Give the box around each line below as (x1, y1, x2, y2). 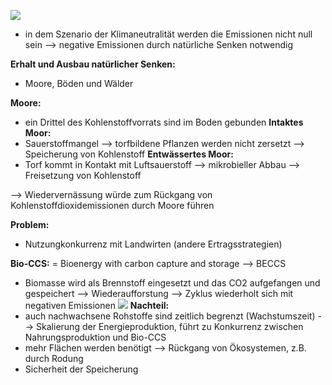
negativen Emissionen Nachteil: (24, 300, 170, 311)
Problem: (10, 219, 50, 230)
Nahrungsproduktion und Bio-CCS (24, 331, 167, 343)
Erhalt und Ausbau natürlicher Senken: (10, 58, 176, 70)
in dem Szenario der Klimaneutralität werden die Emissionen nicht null (24, 28, 313, 40)
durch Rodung (24, 353, 84, 364)
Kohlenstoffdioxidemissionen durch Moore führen (10, 200, 215, 211)
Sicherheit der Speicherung (24, 363, 139, 375)
